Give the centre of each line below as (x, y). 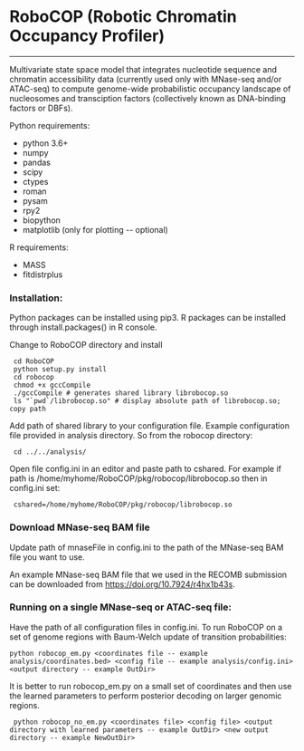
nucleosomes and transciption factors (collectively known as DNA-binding (148, 98)
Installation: (36, 298)
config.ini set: (35, 488)
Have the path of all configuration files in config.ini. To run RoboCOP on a (146, 627)
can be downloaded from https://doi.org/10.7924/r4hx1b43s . (122, 584)
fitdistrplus (43, 274)
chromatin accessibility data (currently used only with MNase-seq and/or (146, 79)
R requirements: (39, 247)
